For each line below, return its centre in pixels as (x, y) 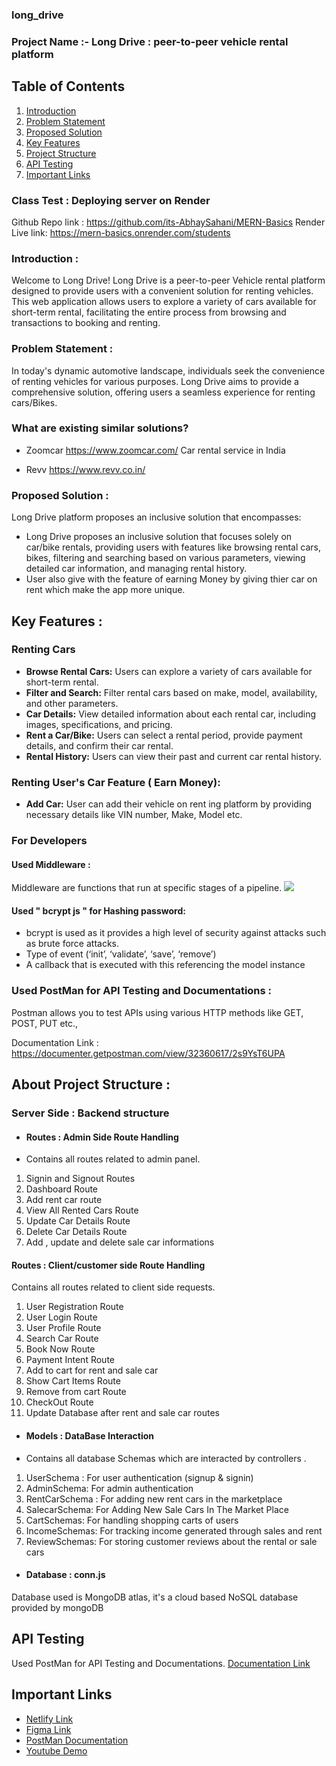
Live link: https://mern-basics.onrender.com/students (121, 232)
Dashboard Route (62, 1189)
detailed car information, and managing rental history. (136, 569)
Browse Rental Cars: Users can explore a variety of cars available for (169, 671)
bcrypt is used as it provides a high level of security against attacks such (176, 933)
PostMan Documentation (77, 1740)
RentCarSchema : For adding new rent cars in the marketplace (154, 1499)
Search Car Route (62, 1339)
